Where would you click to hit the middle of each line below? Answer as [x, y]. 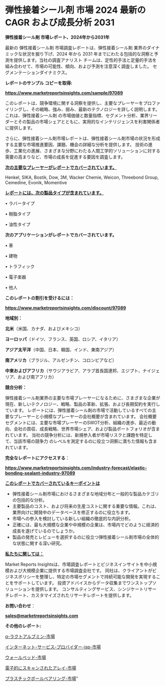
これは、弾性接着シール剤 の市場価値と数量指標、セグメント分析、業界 [77, 115]
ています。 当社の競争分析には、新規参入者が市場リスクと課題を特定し [81, 435]
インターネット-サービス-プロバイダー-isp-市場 [53, 647]
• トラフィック [20, 266]
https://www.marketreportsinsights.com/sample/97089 [64, 93]
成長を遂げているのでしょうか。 [45, 531]
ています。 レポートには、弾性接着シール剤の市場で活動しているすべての [79, 410]
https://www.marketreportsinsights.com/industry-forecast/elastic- [76, 468]
